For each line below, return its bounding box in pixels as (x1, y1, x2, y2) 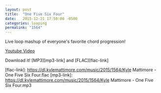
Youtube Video (5, 48, 35, 54)
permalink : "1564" (5, 25, 43, 30)
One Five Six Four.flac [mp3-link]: (5, 72, 73, 78)
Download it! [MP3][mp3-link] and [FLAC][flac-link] (5, 57, 109, 63)
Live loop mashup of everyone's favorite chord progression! (5, 38, 126, 44)
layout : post (5, 7, 32, 12)
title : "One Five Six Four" (5, 12, 65, 17)
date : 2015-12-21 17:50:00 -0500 (5, 16, 78, 21)
